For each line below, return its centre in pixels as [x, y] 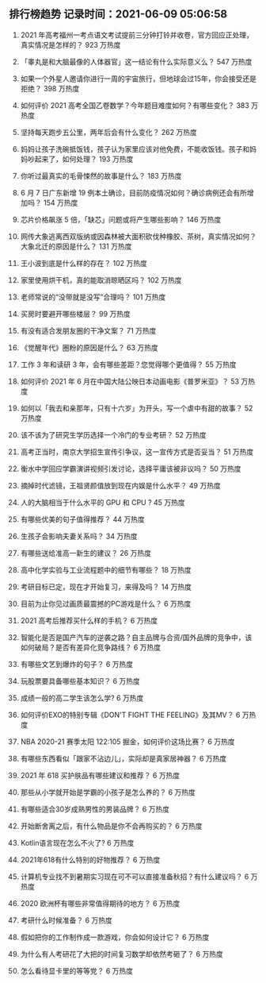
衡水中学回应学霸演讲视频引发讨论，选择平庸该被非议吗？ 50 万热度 [131, 468]
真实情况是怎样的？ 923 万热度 [70, 44]
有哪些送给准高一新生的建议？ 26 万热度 [85, 553]
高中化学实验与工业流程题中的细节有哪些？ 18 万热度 [106, 569]
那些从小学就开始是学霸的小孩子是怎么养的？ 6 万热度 [108, 792]
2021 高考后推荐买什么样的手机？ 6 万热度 [89, 620]
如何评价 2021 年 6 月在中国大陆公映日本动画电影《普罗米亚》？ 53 [130, 381]
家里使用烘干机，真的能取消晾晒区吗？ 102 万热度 [101, 279]
